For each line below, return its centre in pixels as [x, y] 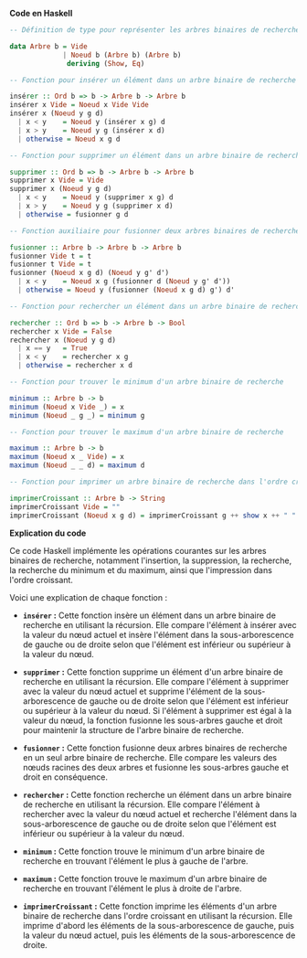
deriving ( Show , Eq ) [106, 63]
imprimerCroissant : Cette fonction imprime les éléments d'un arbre [149, 906]
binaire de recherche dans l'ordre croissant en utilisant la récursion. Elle [158, 915]
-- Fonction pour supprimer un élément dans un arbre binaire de [136, 155]
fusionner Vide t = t [51, 256]
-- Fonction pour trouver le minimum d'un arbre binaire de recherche [147, 382]
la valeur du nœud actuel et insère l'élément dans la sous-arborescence [158, 634]
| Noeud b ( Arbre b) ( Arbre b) [122, 55]
